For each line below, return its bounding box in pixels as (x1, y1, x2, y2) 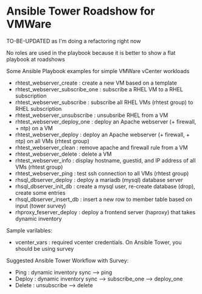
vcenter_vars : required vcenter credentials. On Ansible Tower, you (15, 239, 182, 246)
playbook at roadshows (6, 55, 65, 63)
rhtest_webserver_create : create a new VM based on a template (15, 79, 178, 86)
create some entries (15, 189, 66, 196)
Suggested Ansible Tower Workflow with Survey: (6, 257, 129, 264)
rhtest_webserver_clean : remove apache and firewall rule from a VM (15, 144, 188, 151)
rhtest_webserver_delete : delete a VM (15, 150, 112, 158)
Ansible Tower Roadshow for (6, 4, 155, 18)
